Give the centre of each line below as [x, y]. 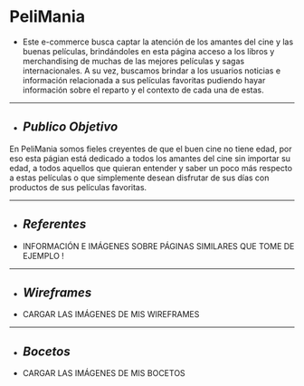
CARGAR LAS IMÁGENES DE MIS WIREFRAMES [111, 314]
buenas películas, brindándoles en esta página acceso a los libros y [148, 51]
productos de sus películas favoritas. [78, 187]
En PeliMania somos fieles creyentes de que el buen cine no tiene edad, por [151, 149]
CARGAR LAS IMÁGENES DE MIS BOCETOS [104, 373]
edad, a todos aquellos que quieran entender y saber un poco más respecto [151, 168]
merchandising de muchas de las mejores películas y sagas [133, 61]
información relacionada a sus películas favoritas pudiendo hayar [144, 80]
